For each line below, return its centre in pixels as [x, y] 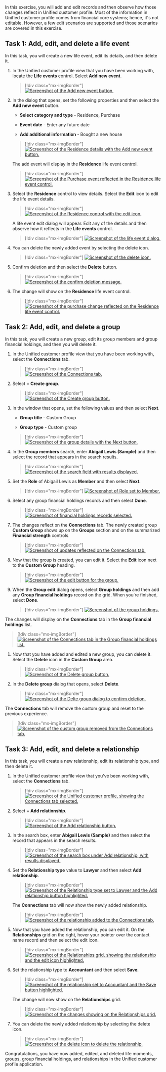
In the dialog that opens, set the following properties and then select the [85, 100]
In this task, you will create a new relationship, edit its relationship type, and [82, 761]
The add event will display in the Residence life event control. [75, 164]
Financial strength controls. [41, 535]
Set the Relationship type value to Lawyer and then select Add [77, 870]
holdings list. [19, 624]
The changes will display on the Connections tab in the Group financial [78, 619]
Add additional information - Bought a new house [71, 134]
